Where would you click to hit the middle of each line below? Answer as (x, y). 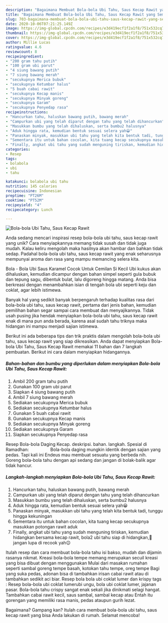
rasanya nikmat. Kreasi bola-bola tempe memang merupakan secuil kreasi (82, 558)
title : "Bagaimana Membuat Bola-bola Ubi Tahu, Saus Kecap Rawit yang (81, 15)
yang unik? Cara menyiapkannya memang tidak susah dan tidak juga (76, 243)
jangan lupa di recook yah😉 (42, 543)
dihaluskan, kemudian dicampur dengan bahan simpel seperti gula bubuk (81, 274)
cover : (12, 38)
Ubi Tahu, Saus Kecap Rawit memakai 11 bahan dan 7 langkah (79, 347)
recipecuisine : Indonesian (34, 191)
